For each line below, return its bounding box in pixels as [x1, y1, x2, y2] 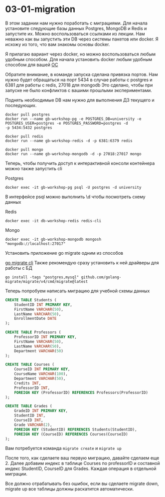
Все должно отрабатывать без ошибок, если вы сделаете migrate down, [5, 480, 159, 486]
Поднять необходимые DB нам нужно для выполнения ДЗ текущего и [5, 97, 155, 103]
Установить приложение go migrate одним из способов [5, 250, 124, 256]
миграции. [5, 471, 27, 477]
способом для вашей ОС [5, 62, 58, 68]
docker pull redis [5, 134, 43, 139]
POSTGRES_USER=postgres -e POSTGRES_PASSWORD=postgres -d [5, 121, 128, 126]
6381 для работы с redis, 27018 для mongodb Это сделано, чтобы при [5, 82, 153, 88]
